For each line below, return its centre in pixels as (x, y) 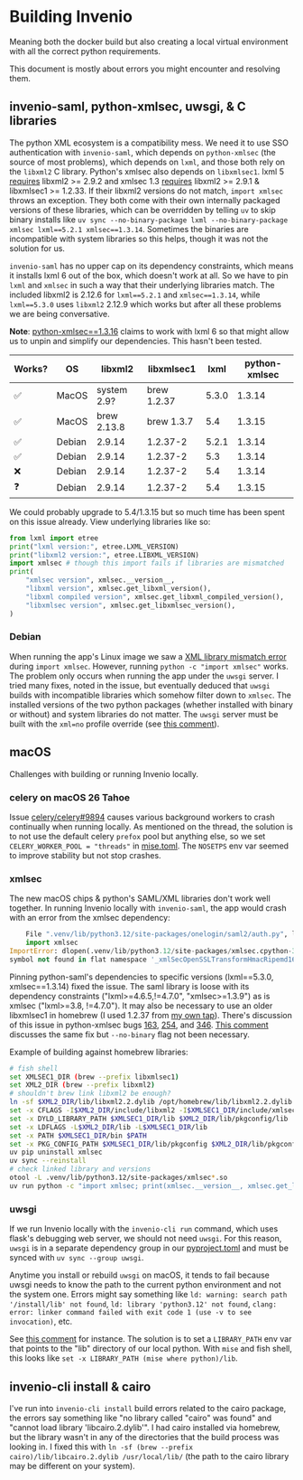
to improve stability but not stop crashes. (85, 855)
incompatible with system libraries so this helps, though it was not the (139, 239)
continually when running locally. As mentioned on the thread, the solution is (151, 826)
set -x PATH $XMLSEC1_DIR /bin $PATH (78, 1136)
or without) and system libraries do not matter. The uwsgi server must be (144, 714)
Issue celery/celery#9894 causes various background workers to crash (142, 817)
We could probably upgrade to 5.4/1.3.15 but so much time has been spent (147, 511)
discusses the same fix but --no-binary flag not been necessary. (129, 1034)
